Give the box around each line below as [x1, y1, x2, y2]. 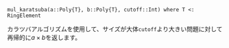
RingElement [7, 12, 41, 19]
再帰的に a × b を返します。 [7, 34, 82, 41]
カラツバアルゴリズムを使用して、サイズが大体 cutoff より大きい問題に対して [7, 25, 223, 33]
